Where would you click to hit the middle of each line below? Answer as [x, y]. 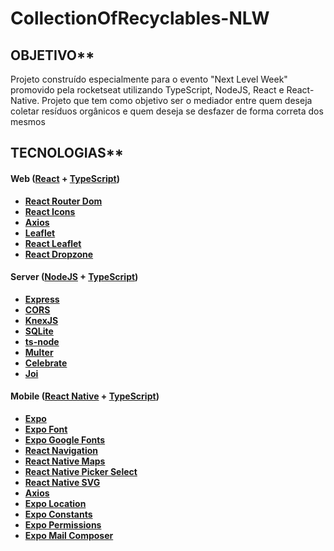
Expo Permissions [63, 525]
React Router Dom [63, 201]
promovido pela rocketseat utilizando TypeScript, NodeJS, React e [147, 90]
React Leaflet [53, 243]
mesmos [28, 121]
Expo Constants [58, 514]
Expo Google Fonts [65, 440]
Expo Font [46, 429]
